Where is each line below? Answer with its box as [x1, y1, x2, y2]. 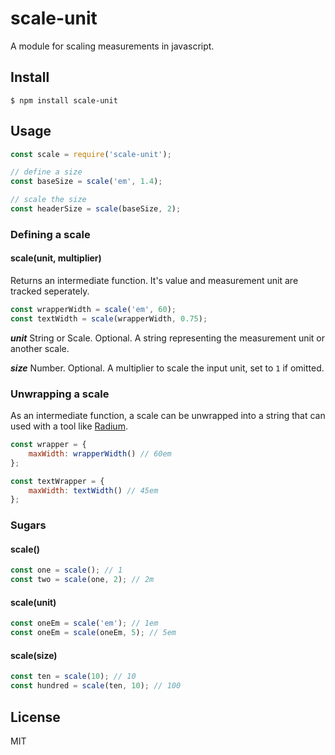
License [10, 708, 61, 726]
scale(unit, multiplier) [10, 252, 102, 264]
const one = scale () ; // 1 [10, 565, 123, 576]
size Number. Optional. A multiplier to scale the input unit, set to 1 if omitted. [10, 362, 325, 374]
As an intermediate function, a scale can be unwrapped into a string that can [10, 410, 326, 422]
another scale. [10, 342, 70, 354]
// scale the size [10, 195, 87, 205]
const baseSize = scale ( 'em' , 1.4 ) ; [10, 177, 163, 187]
